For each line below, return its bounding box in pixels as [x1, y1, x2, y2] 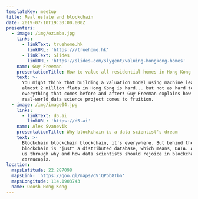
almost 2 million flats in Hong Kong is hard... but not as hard [21, 85, 186, 91]
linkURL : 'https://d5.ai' [27, 118, 91, 124]
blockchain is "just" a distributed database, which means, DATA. [21, 145, 189, 151]
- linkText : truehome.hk [21, 42, 83, 48]
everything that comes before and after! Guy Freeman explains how [21, 91, 192, 97]
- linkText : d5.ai [21, 112, 67, 118]
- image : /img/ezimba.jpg [11, 31, 75, 37]
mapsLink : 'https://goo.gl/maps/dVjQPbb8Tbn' [11, 173, 126, 179]
